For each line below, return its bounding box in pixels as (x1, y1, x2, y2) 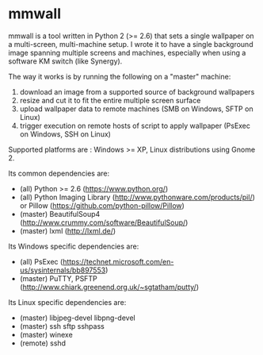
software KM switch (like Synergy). (8, 56, 123, 66)
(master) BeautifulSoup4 (19, 209, 101, 218)
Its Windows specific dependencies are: (8, 241, 139, 251)
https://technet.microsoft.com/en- (62, 257, 174, 266)
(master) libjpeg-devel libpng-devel (19, 313, 136, 322)
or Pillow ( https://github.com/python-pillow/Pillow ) (19, 200, 185, 210)
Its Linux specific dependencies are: (8, 297, 127, 307)
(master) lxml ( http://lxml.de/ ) (19, 226, 116, 235)
